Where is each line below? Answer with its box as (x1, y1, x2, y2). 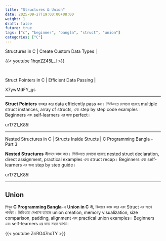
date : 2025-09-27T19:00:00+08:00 (5, 12, 74, 17)
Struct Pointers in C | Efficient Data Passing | (5, 77, 96, 83)
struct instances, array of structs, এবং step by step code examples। (5, 106, 141, 112)
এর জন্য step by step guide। (23, 161, 76, 168)
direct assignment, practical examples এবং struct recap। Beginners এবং (5, 156, 147, 162)
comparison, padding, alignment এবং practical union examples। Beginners (5, 215, 155, 221)
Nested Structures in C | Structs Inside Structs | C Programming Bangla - (5, 136, 153, 142)
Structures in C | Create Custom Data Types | (5, 48, 97, 54)
